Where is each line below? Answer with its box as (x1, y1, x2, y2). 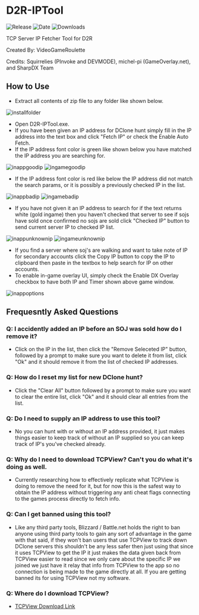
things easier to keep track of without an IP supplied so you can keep (14, 434, 184, 441)
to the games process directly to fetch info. (14, 495, 121, 502)
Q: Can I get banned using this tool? (6, 510, 111, 519)
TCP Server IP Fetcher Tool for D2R (6, 35, 93, 42)
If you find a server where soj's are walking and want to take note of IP (14, 246, 188, 254)
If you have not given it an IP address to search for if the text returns (14, 204, 182, 211)
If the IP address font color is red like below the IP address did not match (14, 175, 193, 182)
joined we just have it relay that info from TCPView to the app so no (14, 561, 180, 569)
